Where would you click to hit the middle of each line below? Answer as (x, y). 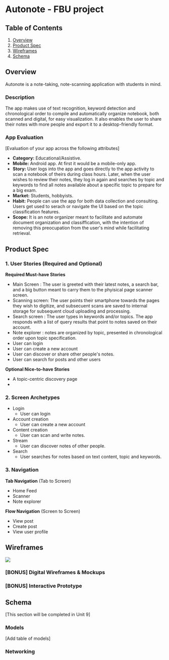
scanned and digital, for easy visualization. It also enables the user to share (83, 119)
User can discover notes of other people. (63, 446)
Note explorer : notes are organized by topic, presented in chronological (87, 333)
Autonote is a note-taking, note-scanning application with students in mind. (83, 84)
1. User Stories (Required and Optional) (54, 264)
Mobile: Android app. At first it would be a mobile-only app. (74, 164)
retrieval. (22, 233)
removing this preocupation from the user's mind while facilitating (81, 228)
